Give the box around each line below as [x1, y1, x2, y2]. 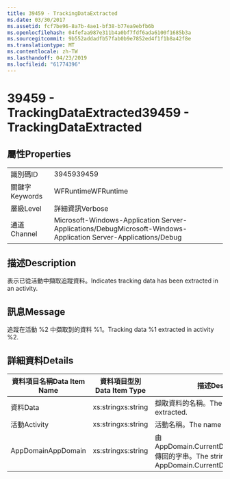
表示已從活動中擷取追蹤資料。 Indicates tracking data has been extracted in [7, 276, 219, 285]
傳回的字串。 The [155, 452, 209, 461]
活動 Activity [10, 420, 49, 430]
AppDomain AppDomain [10, 446, 87, 456]
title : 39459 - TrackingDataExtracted [7, 10, 118, 17]
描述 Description [7, 257, 77, 269]
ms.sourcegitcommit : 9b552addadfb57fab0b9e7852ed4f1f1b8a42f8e [7, 36, 192, 42]
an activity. [7, 285, 38, 293]
